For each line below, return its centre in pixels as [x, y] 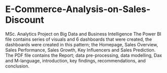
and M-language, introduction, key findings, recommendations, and [75, 60]
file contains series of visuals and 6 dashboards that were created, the [79, 39]
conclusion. [17, 66]
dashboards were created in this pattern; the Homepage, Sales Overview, [82, 44]
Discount [25, 20]
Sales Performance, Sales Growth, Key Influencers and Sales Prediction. [80, 50]
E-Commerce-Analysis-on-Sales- [78, 9]
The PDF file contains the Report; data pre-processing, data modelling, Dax [84, 55]
